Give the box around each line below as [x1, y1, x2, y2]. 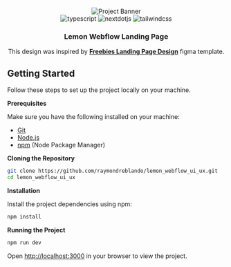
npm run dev [7, 239, 41, 246]
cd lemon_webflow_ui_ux [7, 174, 76, 181]
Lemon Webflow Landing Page [64, 31, 169, 41]
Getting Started [7, 67, 75, 79]
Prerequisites [7, 100, 47, 108]
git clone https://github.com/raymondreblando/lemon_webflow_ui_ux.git [7, 167, 218, 175]
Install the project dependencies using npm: [7, 200, 133, 208]
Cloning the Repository [7, 154, 75, 163]
